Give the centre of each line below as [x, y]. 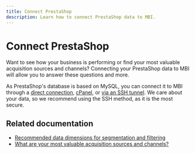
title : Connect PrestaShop [39, 11]
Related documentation [50, 123]
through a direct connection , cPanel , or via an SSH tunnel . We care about [94, 92]
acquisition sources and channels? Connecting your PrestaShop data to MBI [98, 69]
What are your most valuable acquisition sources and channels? [92, 144]
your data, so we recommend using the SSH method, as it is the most [90, 99]
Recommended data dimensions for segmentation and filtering [90, 138]
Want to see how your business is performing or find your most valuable [93, 62]
